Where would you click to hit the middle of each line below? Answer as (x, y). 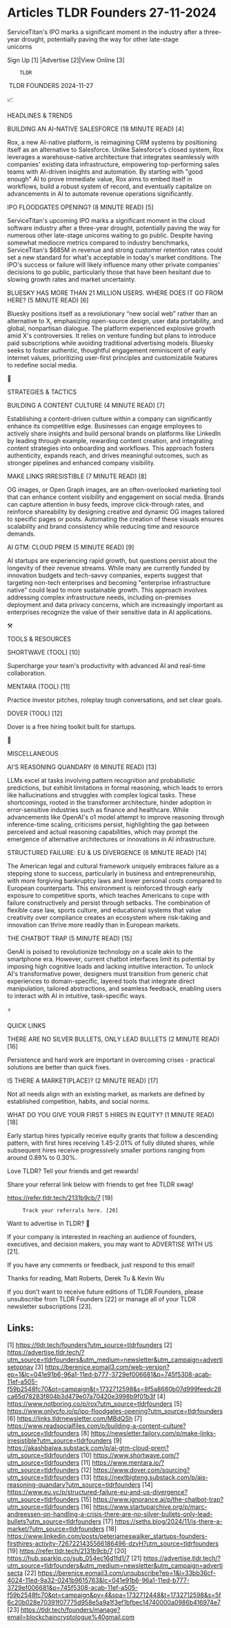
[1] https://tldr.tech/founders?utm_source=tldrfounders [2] (90, 1345)
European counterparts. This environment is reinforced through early (105, 888)
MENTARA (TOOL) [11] (39, 686)
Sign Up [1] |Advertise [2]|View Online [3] (66, 60)
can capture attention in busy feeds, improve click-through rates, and (106, 504)
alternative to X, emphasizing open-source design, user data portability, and (115, 320)
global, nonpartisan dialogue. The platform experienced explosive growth (111, 328)
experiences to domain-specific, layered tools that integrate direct (101, 981)
